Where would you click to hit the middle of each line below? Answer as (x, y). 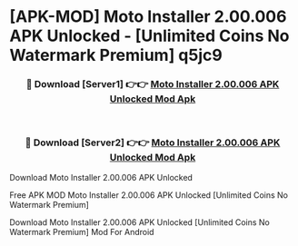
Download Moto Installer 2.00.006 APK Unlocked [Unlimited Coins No (140, 222)
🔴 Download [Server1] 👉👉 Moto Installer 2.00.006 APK (153, 84)
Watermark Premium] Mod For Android (82, 231)
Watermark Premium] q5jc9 (116, 55)
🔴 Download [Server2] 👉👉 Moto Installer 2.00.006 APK (153, 143)
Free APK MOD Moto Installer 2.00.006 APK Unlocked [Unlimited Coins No (149, 195)
